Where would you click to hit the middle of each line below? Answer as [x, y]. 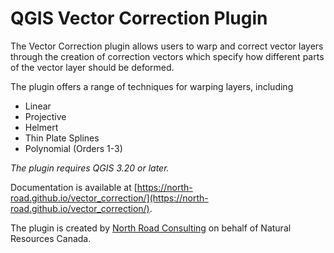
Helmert [41, 127]
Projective [45, 116]
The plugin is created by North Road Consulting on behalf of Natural [151, 228]
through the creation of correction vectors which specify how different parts [167, 56]
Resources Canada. [51, 238]
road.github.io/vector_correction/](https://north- [109, 198]
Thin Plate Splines [62, 138]
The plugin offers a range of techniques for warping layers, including [152, 86]
